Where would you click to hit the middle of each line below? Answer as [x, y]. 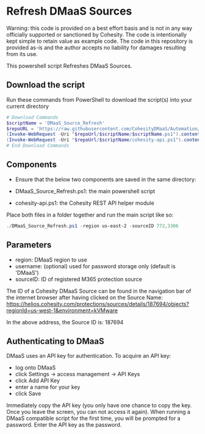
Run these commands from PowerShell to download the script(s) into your [99, 99]
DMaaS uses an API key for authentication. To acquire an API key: [89, 356]
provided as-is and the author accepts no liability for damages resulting [96, 48]
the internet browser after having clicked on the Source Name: [85, 297]
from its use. [22, 54]
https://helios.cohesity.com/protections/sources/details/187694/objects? [98, 304]
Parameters [29, 245]
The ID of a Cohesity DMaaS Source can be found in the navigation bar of [99, 291]
